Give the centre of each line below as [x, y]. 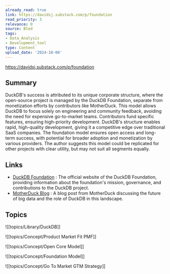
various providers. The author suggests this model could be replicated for [82, 144]
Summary [21, 82]
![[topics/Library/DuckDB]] [33, 227]
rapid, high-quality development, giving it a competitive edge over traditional [85, 127]
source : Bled [19, 29]
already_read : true [26, 10]
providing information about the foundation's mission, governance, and [87, 183]
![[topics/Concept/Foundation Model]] [45, 256]
